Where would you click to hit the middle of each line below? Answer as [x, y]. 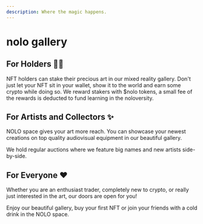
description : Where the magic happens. [57, 12]
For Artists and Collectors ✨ [60, 117]
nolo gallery [37, 41]
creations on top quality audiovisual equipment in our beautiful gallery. [94, 138]
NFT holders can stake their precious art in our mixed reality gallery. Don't [98, 79]
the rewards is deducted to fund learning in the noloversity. [80, 98]
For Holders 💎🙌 [35, 64]
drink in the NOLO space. [38, 214]
